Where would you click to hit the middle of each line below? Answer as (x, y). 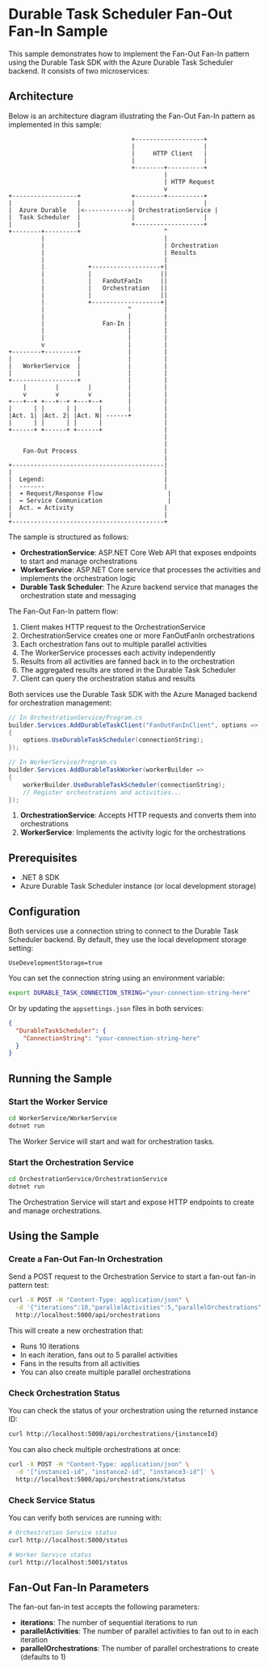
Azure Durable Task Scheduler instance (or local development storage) (138, 886)
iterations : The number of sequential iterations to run (109, 1623)
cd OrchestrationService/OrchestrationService (88, 1178)
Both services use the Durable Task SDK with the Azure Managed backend (133, 694)
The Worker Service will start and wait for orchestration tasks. (111, 1141)
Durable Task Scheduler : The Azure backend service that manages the (139, 587)
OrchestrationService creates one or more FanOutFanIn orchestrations (137, 635)
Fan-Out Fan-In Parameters (79, 1588)
